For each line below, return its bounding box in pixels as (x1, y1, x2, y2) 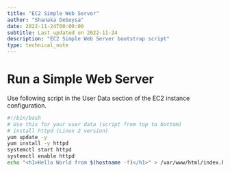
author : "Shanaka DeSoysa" (7, 16, 84, 23)
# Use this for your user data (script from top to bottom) (7, 121, 183, 127)
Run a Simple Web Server (7, 71, 154, 87)
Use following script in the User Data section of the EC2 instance (7, 94, 190, 102)
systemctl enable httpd (7, 153, 75, 160)
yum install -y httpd (7, 140, 69, 147)
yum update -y (7, 134, 48, 140)
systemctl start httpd (7, 147, 72, 153)
